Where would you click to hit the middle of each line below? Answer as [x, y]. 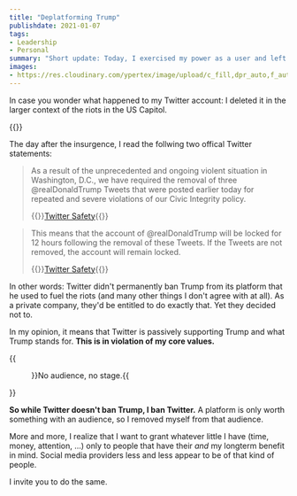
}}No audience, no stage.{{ [80, 375]
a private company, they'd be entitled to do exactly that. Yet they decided [142, 305]
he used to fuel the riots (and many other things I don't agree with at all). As [147, 295]
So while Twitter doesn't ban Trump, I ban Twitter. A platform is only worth [147, 409]
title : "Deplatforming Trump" [65, 17]
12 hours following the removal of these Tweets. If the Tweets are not [156, 242]
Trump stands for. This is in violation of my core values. [112, 341]
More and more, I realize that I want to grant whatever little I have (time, [139, 436]
